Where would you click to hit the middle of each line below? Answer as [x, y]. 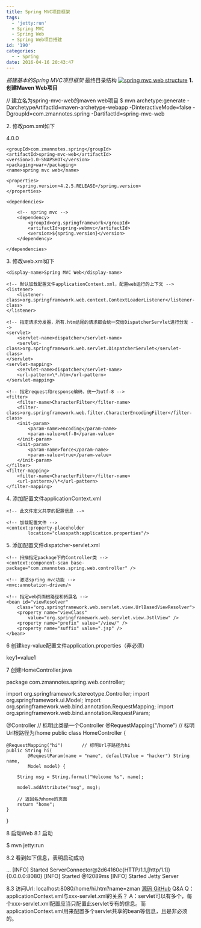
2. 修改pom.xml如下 [31, 126]
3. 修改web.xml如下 [30, 261]
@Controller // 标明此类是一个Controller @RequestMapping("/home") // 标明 [100, 725]
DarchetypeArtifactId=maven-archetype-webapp [67, 107]
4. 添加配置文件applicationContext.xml [54, 498]
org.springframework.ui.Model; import [54, 700]
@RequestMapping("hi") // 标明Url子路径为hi [68, 745]
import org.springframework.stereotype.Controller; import [78, 693]
